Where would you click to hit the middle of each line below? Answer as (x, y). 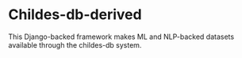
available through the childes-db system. (75, 44)
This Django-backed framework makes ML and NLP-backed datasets (121, 37)
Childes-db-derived (75, 15)
